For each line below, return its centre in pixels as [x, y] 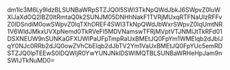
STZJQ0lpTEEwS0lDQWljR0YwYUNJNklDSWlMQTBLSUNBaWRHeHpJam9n [115, 53]
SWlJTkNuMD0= [31, 60]
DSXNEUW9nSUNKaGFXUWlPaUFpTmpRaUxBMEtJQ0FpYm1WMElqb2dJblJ [115, 39]
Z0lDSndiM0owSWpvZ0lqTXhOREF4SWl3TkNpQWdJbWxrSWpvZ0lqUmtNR [115, 24]
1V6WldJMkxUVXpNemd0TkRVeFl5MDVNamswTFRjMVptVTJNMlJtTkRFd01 [115, 31]
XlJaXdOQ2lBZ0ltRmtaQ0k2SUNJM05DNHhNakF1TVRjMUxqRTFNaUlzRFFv [115, 17]
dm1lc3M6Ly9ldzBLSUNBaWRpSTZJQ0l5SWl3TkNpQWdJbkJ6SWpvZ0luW [114, 10]
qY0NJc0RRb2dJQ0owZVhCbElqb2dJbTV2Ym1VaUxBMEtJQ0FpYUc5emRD [115, 46]
